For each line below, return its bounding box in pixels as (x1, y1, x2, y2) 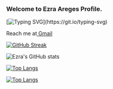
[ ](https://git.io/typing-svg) (6, 19, 108, 26)
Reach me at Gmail (6, 30, 53, 37)
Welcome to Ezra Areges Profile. (6, 5, 103, 13)
